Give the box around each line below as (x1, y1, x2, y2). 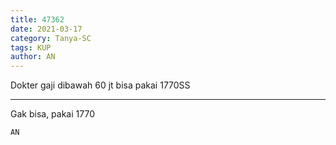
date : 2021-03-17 (10, 24, 83, 34)
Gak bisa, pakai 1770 (10, 108, 95, 120)
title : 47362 (10, 14, 65, 25)
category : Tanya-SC (10, 33, 92, 43)
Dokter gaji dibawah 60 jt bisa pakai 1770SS (10, 79, 191, 91)
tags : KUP (10, 42, 52, 53)
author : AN (10, 52, 56, 62)
